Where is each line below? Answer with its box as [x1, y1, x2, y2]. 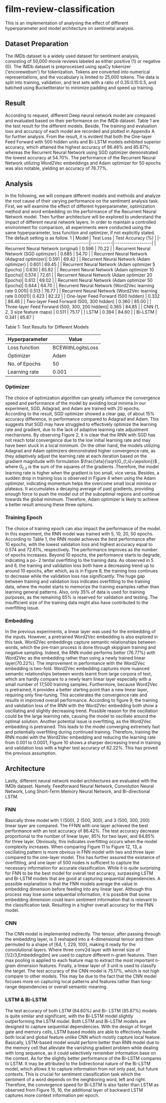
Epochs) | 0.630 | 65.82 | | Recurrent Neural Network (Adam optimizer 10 [5, 267, 154, 273]
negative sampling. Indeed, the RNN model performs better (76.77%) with [5, 650, 156, 656]
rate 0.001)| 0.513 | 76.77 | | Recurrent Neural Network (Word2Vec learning [5, 288, 158, 294]
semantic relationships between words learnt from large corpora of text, [5, 671, 152, 677]
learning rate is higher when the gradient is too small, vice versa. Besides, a [5, 470, 160, 476]
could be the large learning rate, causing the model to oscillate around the [5, 713, 156, 719]
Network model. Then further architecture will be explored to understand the [5, 214, 162, 220]
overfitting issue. [5, 605, 40, 611]
